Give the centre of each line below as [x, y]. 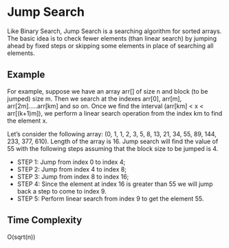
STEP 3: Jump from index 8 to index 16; [73, 176]
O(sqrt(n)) [21, 237]
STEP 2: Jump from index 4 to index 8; [72, 169]
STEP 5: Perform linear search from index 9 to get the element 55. [110, 198]
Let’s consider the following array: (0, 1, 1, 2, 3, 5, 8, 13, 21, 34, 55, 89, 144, [112, 134]
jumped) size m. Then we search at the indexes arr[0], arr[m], [95, 99]
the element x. [28, 121]
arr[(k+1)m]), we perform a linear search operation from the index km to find [115, 113]
